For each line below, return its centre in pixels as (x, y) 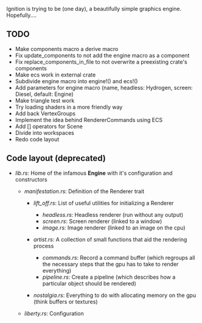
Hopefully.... (22, 15)
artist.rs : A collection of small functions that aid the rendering (110, 239)
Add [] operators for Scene (49, 126)
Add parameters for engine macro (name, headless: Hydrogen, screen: (104, 87)
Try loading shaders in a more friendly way (69, 107)
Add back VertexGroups (45, 113)
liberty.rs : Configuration (54, 313)
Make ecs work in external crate (55, 75)
